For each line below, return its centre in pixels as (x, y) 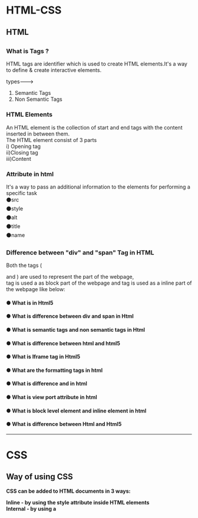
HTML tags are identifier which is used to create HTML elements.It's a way (97, 64)
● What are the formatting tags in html (55, 370)
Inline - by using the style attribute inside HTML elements (78, 502)
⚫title (13, 226)
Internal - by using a (31, 509)
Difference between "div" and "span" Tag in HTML (80, 252)
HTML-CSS (34, 10)
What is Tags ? (27, 51)
